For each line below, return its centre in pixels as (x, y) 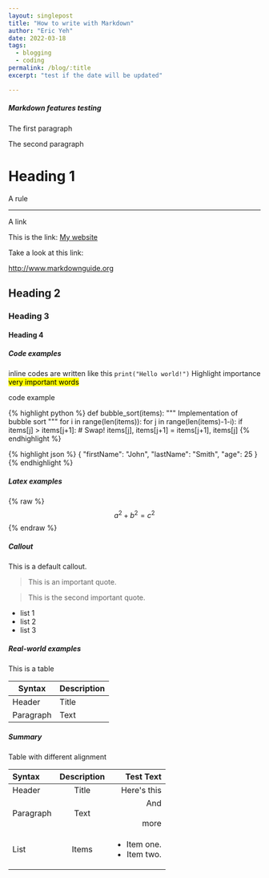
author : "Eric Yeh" (41, 30)
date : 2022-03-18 (37, 38)
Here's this (141, 790)
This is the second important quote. (86, 597)
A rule (18, 198)
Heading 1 (42, 176)
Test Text (143, 776)
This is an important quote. (72, 582)
